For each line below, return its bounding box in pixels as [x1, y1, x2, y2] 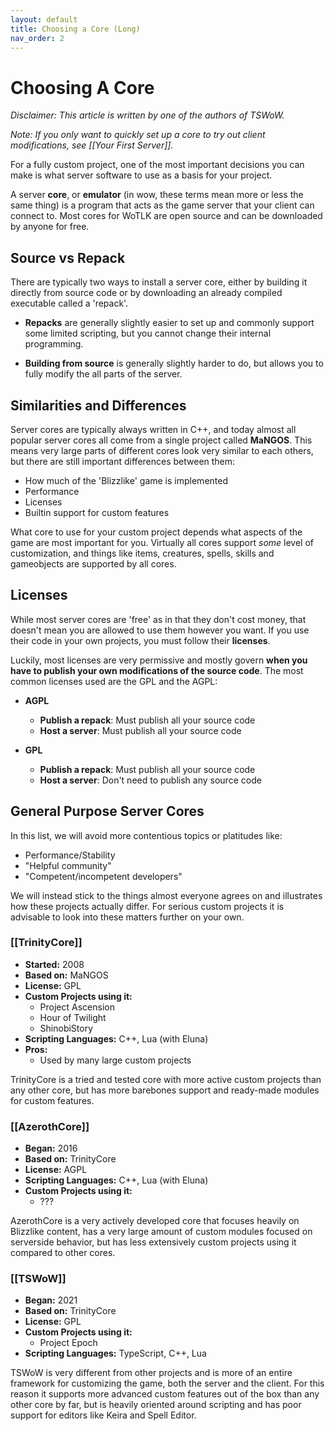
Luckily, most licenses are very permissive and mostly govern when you [10, 654, 308, 666]
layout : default [10, 14, 78, 25]
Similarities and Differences [10, 397, 187, 414]
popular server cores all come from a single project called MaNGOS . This [10, 434, 313, 446]
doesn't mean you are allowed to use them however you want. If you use [10, 624, 310, 636]
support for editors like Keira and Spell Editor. [10, 1409, 197, 1421]
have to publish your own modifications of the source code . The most [10, 664, 304, 676]
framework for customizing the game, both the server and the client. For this [10, 1377, 325, 1390]
